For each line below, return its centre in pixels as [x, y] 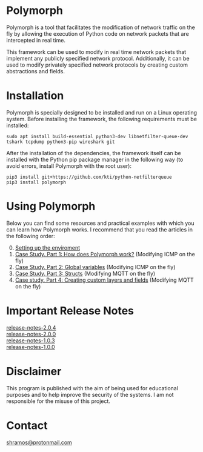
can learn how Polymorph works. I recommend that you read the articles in [99, 229]
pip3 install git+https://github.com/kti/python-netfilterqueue [89, 177]
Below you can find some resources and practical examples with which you [100, 223]
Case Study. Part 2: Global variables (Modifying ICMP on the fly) [95, 267]
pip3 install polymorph [36, 182]
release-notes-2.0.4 [31, 327]
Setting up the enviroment [48, 248]
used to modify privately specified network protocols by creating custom [97, 65]
